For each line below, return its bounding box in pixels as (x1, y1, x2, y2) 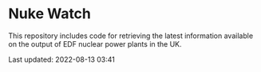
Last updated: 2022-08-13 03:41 (8, 55, 116, 64)
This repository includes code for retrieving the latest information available (8, 31, 254, 40)
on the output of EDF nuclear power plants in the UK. (8, 39, 182, 48)
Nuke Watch (8, 5, 92, 23)
